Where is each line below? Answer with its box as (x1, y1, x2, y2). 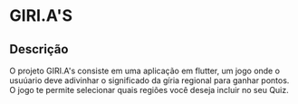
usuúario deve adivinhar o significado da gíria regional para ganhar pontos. (9, 75, 290, 86)
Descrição (9, 42, 69, 57)
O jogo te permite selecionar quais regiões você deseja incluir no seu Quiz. (9, 85, 290, 95)
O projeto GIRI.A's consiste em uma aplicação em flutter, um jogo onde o (9, 65, 281, 76)
